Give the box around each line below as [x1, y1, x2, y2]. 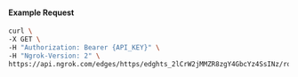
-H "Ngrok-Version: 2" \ [8, 51, 101, 60]
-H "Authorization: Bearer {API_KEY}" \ [8, 42, 161, 52]
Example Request [8, 7, 75, 18]
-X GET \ [8, 35, 41, 44]
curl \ [8, 27, 33, 35]
